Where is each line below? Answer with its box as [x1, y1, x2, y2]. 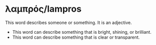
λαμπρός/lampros [5, 3, 82, 15]
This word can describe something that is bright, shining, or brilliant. [12, 29, 152, 35]
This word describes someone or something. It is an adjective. [5, 20, 132, 25]
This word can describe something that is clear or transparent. [12, 34, 140, 40]
